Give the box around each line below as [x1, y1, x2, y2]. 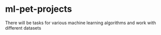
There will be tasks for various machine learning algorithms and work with [5, 20, 156, 26]
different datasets [5, 25, 41, 31]
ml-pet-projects [5, 3, 72, 15]
